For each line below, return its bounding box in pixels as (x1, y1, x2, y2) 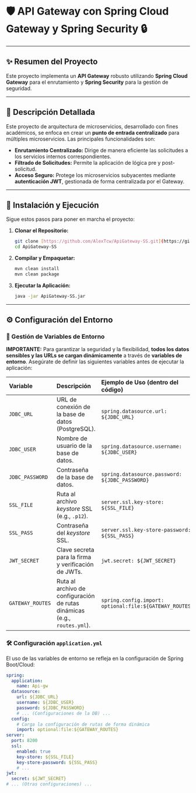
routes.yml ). (56, 621, 90, 629)
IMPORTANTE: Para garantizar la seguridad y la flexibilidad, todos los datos (6, 346, 190, 353)
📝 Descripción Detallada (6, 107, 95, 117)
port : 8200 (11, 738, 38, 744)
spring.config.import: (101, 597, 164, 604)
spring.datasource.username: (101, 443, 183, 450)
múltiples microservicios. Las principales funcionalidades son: (6, 135, 156, 142)
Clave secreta (56, 546, 94, 554)
